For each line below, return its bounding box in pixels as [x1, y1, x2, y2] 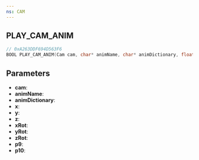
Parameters [6, 68, 50, 78]
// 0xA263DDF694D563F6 [6, 46, 62, 52]
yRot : [14, 128, 28, 135]
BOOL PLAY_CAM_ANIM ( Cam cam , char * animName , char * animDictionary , [6, 52, 179, 58]
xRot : [14, 122, 28, 129]
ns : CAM [6, 8, 25, 15]
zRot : [14, 135, 28, 141]
